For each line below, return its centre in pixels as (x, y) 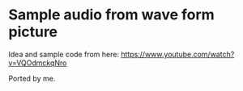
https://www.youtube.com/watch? (178, 54)
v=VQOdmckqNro (38, 63)
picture (33, 32)
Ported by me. (32, 78)
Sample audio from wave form (111, 15)
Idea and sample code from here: (64, 54)
